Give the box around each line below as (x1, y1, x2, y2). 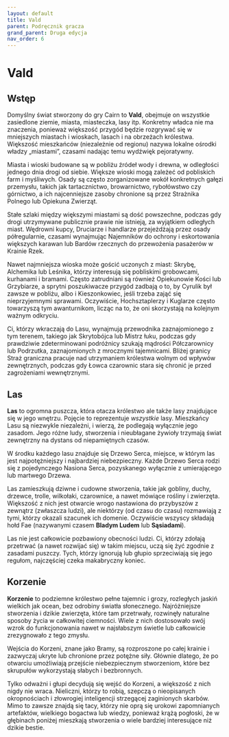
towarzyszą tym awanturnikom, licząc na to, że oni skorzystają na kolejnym (7, 304, 219, 313)
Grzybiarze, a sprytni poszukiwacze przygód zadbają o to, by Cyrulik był (7, 283, 213, 291)
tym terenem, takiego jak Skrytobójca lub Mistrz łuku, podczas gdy (7, 332, 197, 340)
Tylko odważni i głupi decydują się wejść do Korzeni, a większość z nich (7, 679, 211, 687)
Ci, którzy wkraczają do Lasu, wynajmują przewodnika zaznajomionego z (7, 324, 214, 333)
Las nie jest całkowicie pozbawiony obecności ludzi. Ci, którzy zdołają (7, 534, 206, 542)
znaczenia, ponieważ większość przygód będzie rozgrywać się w (7, 125, 193, 134)
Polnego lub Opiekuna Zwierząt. (7, 197, 98, 206)
